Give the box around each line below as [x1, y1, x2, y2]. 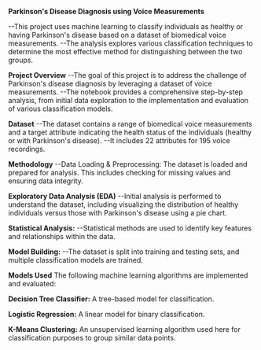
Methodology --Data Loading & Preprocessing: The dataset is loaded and [8, 160, 248, 168]
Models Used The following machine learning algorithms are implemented [8, 271, 248, 280]
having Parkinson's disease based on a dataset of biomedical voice [8, 31, 226, 39]
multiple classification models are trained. [8, 256, 143, 264]
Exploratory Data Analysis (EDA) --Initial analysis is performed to [8, 192, 222, 201]
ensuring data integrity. [8, 176, 84, 186]
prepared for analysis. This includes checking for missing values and [8, 168, 231, 177]
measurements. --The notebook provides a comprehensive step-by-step [8, 87, 244, 97]
